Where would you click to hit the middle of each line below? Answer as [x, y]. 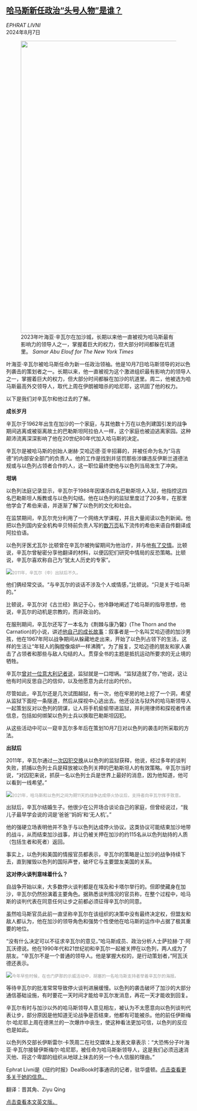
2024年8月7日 [23, 32]
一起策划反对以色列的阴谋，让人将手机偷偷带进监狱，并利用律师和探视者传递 [98, 708]
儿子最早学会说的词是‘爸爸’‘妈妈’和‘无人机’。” [59, 814]
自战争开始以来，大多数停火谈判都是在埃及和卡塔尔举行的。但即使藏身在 [93, 886]
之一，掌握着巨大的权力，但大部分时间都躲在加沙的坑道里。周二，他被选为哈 [98, 379]
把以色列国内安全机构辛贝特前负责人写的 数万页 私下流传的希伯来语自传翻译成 [98, 525]
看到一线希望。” [29, 782]
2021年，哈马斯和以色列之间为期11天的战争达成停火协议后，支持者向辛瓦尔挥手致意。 [98, 795]
